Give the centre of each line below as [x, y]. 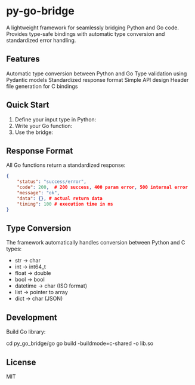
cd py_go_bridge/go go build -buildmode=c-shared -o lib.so [80, 343]
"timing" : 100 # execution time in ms [65, 204]
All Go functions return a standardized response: [66, 165]
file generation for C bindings [42, 86]
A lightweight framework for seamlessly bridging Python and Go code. [92, 27]
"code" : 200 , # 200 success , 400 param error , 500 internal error [103, 187]
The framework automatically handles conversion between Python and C [96, 243]
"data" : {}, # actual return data [60, 198]
